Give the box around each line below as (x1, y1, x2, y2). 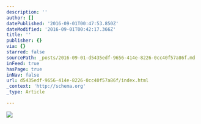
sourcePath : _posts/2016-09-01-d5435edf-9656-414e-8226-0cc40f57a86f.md (6, 55, 196, 61)
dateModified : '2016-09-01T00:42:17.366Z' (6, 26, 116, 33)
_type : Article (6, 89, 45, 95)
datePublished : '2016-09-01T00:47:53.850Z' (6, 20, 119, 26)
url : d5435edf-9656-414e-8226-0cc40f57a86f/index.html (6, 77, 149, 83)
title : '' (6, 32, 32, 38)
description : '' (6, 9, 48, 15)
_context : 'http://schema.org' (6, 83, 86, 90)
